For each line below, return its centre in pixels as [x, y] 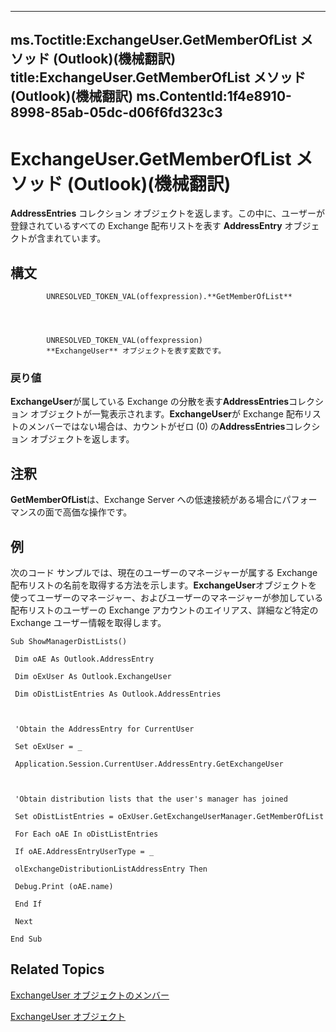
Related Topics [57, 969]
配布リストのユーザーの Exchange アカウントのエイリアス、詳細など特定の [164, 610]
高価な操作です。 [97, 512]
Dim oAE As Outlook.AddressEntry [84, 659]
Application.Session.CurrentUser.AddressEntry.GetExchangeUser [149, 764]
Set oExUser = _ [48, 747]
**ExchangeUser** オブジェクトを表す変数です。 [136, 351]
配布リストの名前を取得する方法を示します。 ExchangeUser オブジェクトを [164, 585]
